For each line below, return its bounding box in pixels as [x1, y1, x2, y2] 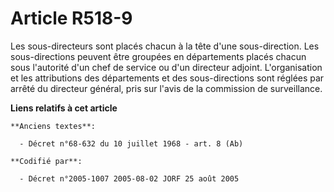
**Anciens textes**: [10, 121, 97, 131]
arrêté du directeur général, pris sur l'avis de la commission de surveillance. [10, 82, 323, 94]
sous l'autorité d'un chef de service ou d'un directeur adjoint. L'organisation [10, 61, 323, 73]
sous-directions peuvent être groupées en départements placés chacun [10, 50, 307, 62]
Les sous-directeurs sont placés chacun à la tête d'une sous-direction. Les [10, 40, 320, 52]
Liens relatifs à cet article [10, 102, 118, 114]
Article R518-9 [10, 7, 133, 30]
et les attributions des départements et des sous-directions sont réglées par [10, 72, 325, 84]
